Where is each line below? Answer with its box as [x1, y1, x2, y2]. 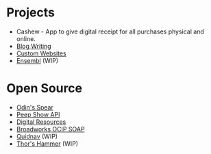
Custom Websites [16, 49, 66, 57]
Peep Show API [16, 110, 60, 118]
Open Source [6, 81, 83, 97]
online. [16, 34, 36, 42]
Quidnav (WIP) [16, 132, 58, 140]
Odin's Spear [16, 103, 54, 111]
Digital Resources [16, 118, 66, 126]
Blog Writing [16, 42, 52, 50]
